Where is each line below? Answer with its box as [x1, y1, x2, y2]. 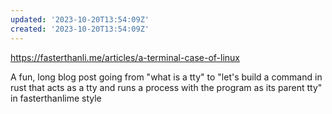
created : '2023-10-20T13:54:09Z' [10, 24, 150, 34]
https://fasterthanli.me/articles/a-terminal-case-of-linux [10, 51, 241, 63]
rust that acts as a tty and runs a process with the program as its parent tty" [10, 81, 323, 93]
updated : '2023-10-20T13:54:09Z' [10, 14, 150, 25]
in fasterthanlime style [10, 92, 102, 104]
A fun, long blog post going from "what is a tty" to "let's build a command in [10, 71, 323, 83]
